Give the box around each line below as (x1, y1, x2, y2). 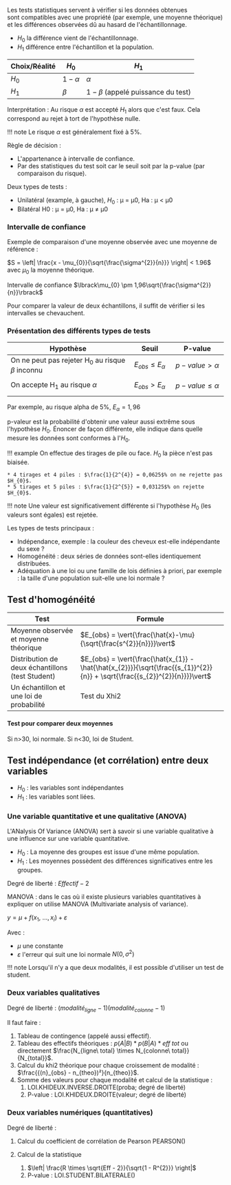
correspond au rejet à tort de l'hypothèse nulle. (7, 114, 141, 123)
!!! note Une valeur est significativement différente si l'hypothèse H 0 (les (7, 501, 212, 511)
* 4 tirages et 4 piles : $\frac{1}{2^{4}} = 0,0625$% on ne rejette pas (7, 471, 223, 478)
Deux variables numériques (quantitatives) (7, 1108, 153, 1117)
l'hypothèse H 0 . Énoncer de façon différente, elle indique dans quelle (7, 425, 203, 435)
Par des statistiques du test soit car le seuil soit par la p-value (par (16, 161, 205, 170)
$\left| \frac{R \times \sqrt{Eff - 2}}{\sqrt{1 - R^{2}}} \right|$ (27, 1164, 197, 1172)
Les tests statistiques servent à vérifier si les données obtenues (7, 6, 188, 14)
